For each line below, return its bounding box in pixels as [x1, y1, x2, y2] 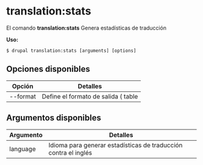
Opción [11, 82, 34, 90]
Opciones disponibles [6, 64, 91, 74]
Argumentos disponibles [6, 113, 101, 123]
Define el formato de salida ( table [42, 92, 138, 100]
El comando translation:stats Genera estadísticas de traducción [6, 24, 167, 31]
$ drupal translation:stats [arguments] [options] [6, 47, 137, 54]
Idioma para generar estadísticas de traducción [48, 141, 183, 149]
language [9, 144, 36, 153]
